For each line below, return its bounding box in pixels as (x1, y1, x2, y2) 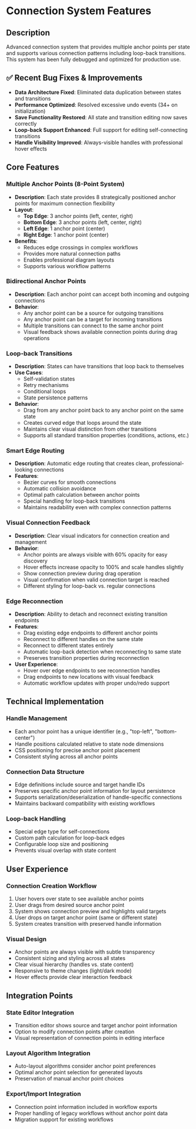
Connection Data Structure (6, 767, 85, 776)
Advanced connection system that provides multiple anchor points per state (6, 43, 190, 50)
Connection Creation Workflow (6, 881, 97, 890)
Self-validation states (23, 375, 75, 382)
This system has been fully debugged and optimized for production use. (6, 56, 181, 63)
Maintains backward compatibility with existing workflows (14, 799, 155, 807)
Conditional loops (23, 388, 67, 395)
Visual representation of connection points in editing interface (14, 1034, 165, 1041)
